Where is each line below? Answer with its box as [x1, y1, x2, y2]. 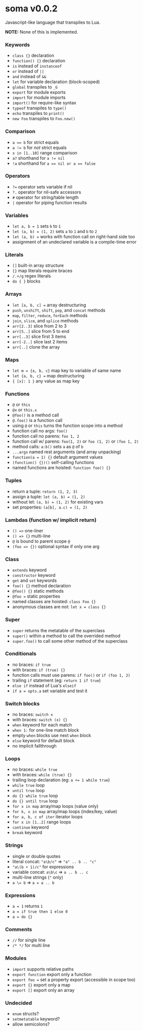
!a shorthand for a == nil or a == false [12, 160, 96, 166]
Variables [5, 212, 29, 219]
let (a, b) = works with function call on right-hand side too [12, 234, 136, 240]
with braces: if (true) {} [12, 666, 66, 673]
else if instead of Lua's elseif [12, 682, 76, 688]
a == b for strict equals [12, 139, 59, 145]
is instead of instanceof [12, 63, 62, 69]
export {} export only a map [12, 982, 71, 987]
